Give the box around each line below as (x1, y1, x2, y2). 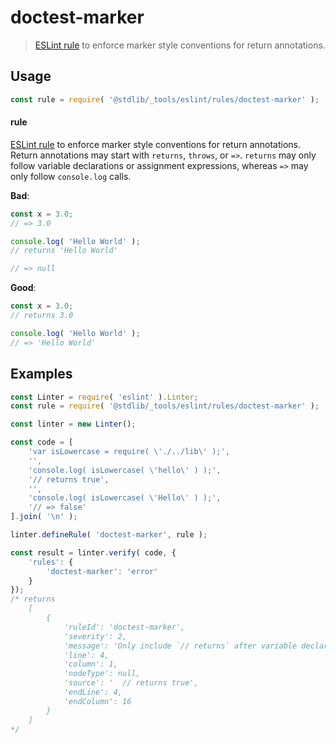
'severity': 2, (63, 631, 128, 641)
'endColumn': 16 (63, 696, 132, 706)
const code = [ (10, 437, 74, 448)
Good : (10, 282, 37, 294)
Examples (10, 366, 73, 383)
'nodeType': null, (63, 669, 141, 679)
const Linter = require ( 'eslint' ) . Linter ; (10, 392, 199, 402)
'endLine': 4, (63, 687, 123, 698)
